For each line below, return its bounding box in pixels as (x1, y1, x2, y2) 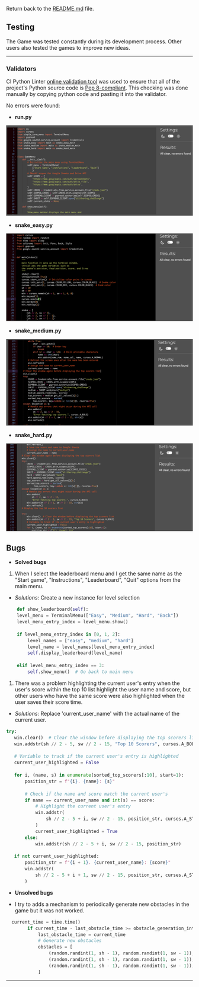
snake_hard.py (14, 432, 53, 439)
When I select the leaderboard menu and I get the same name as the (14, 570, 182, 577)
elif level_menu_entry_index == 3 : (17, 663, 105, 669)
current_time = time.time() (11, 919, 81, 925)
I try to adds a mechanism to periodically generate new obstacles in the (14, 901, 190, 908)
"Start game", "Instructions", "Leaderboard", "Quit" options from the (14, 576, 181, 584)
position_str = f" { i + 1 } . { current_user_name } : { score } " (24, 860, 171, 866)
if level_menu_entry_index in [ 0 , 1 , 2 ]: (17, 631, 120, 637)
